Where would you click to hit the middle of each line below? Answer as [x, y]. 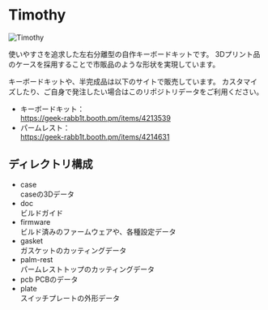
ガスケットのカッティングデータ [73, 250]
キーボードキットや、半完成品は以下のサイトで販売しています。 [114, 81]
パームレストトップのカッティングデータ [87, 269]
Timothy [37, 15]
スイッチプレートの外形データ [70, 298]
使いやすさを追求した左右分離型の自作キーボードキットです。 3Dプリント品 [134, 54]
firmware [35, 222]
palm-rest [36, 259]
